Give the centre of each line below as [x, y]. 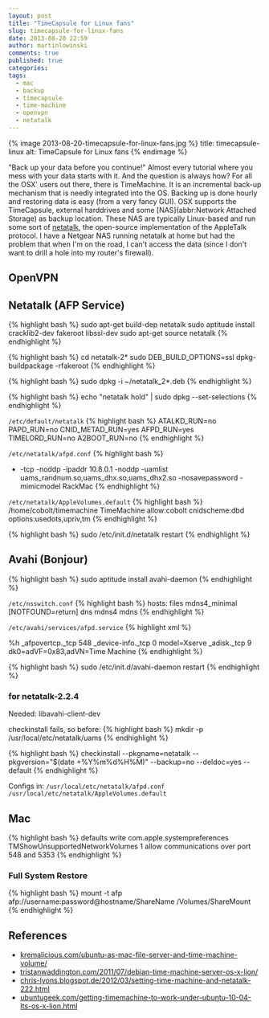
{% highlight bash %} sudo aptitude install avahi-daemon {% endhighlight [130, 579]
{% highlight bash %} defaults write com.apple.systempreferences [118, 838]
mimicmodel [40, 486]
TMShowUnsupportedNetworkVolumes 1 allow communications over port [130, 846]
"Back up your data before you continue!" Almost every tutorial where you [130, 167]
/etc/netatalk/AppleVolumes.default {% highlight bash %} [106, 502]
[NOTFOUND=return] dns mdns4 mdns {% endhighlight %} [106, 611]
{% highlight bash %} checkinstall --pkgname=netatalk [100, 754]
